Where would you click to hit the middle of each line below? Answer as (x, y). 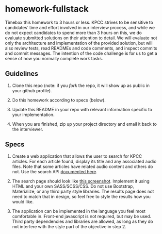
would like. (23, 201)
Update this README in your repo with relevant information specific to (82, 109)
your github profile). (32, 90)
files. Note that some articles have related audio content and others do (82, 167)
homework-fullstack (47, 9)
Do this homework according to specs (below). (59, 100)
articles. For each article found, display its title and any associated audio (84, 161)
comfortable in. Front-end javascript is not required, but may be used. (81, 216)
